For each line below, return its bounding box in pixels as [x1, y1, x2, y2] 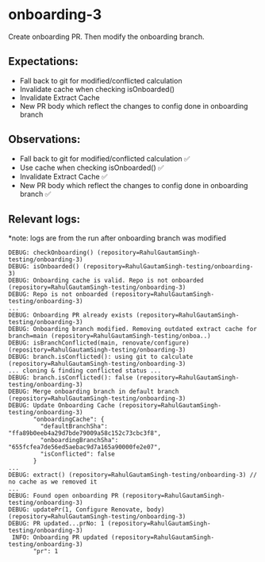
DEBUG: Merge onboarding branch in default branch [8, 387, 179, 396]
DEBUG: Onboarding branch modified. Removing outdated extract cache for [8, 325, 258, 333]
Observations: [8, 133, 81, 146]
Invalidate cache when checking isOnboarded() [19, 84, 175, 94]
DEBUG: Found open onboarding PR [8, 492, 119, 500]
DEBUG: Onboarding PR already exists [8, 311, 133, 319]
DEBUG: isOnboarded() [8, 263, 80, 271]
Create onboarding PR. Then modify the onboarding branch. [8, 32, 205, 41]
